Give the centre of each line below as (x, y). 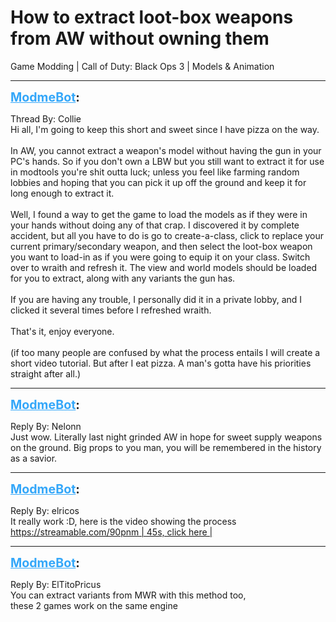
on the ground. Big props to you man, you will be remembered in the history (166, 447)
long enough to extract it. (62, 193)
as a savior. (34, 458)
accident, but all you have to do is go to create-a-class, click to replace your (167, 235)
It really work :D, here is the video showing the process (123, 521)
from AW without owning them (140, 38)
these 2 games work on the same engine (94, 605)
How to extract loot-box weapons (152, 17)
